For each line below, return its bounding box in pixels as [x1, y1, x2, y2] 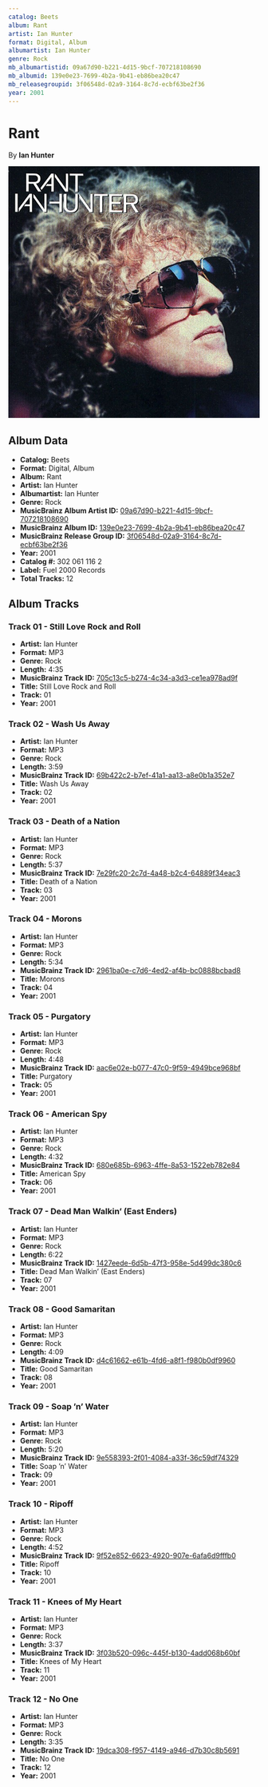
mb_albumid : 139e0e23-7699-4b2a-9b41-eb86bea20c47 [8, 72, 180, 80]
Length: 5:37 [19, 860, 64, 869]
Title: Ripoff [19, 1559, 60, 1569]
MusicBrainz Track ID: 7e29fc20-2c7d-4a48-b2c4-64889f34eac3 [19, 868, 241, 878]
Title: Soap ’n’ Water [19, 1462, 88, 1471]
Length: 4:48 [19, 1054, 64, 1064]
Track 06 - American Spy [8, 1109, 108, 1120]
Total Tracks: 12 [19, 574, 74, 583]
